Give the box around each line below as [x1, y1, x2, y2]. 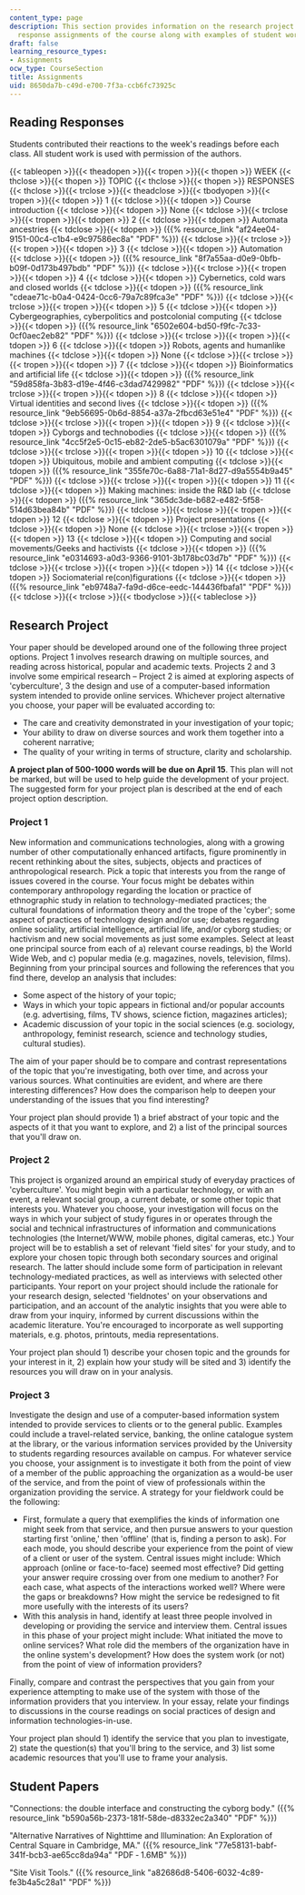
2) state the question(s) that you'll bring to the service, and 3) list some [9, 1743, 275, 1754]
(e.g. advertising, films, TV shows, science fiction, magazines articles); [22, 1009, 288, 1020]
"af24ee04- [235, 224, 280, 235]
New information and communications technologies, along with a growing [9, 836, 285, 847]
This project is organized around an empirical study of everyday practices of [9, 1174, 296, 1185]
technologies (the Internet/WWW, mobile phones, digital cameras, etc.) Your [9, 1232, 295, 1243]
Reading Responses [9, 115, 124, 130]
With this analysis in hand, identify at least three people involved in [22, 1611, 272, 1622]
